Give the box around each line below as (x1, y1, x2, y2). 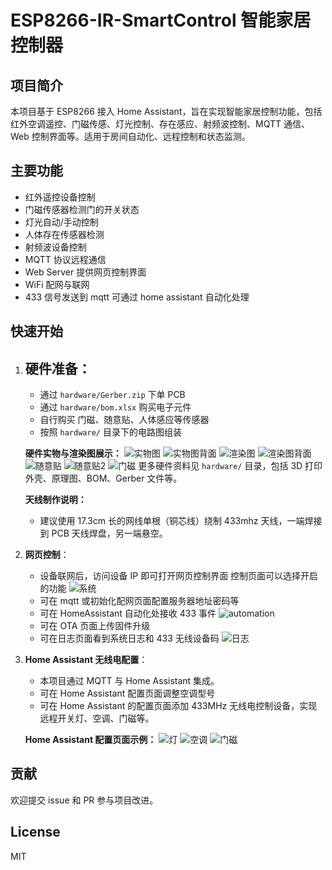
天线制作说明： (24, 494, 87, 506)
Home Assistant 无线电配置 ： (24, 654, 148, 666)
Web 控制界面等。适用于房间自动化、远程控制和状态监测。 (10, 131, 251, 142)
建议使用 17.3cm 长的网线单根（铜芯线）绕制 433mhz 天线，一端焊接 (39, 515, 323, 527)
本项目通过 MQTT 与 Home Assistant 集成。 (39, 675, 220, 687)
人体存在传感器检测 (24, 228, 105, 240)
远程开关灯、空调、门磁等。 (39, 712, 155, 725)
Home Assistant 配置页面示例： (24, 734, 157, 746)
